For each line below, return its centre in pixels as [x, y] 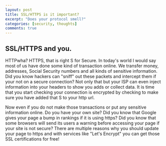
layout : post [19, 10]
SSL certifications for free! [32, 139]
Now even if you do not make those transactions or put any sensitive [76, 107]
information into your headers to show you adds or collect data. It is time [80, 87]
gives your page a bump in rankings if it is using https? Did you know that [80, 118]
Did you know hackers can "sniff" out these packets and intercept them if [81, 76]
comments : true [21, 28]
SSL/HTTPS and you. [38, 49]
